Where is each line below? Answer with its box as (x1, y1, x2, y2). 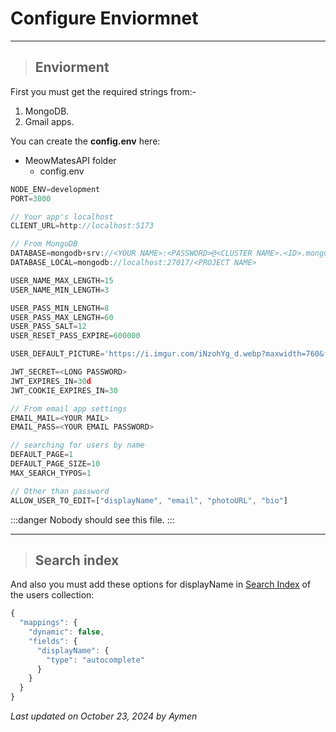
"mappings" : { (19, 618, 78, 628)
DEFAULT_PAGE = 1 (10, 450, 74, 460)
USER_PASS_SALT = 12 (10, 322, 87, 332)
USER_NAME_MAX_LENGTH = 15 (10, 275, 114, 286)
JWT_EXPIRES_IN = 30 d (10, 376, 92, 386)
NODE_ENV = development (10, 184, 101, 194)
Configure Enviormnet (10, 7, 199, 30)
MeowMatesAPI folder (24, 154, 117, 166)
